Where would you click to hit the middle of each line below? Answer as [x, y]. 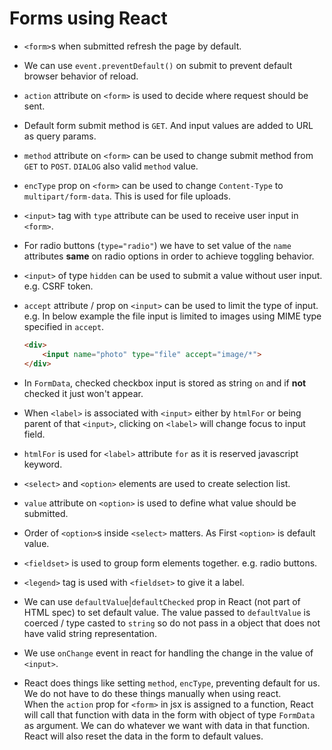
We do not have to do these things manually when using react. [152, 693]
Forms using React [88, 18]
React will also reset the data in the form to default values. [143, 736]
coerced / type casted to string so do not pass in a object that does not [172, 623]
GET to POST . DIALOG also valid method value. [111, 166]
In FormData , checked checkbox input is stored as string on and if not [165, 383]
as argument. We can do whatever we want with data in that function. [167, 725]
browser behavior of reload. [81, 76]
